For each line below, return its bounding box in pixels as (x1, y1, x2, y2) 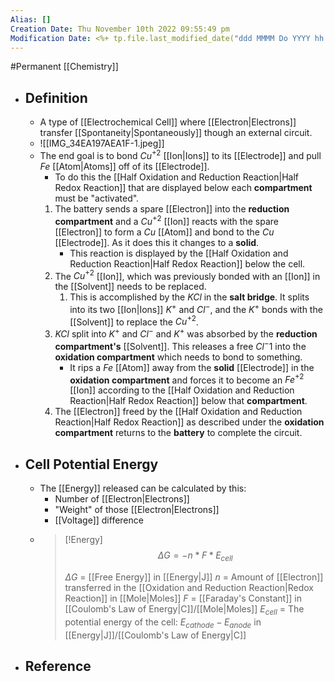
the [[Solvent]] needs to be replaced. (54, 281, 207, 293)
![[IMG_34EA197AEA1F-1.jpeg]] (39, 137, 165, 150)
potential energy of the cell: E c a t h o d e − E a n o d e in (64, 616, 262, 630)
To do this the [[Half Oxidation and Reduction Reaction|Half (54, 171, 299, 183)
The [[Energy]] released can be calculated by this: (39, 482, 247, 495)
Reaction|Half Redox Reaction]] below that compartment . (69, 395, 308, 407)
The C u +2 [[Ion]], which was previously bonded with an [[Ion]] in (54, 268, 321, 282)
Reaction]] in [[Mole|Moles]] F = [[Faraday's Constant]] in (64, 592, 302, 605)
